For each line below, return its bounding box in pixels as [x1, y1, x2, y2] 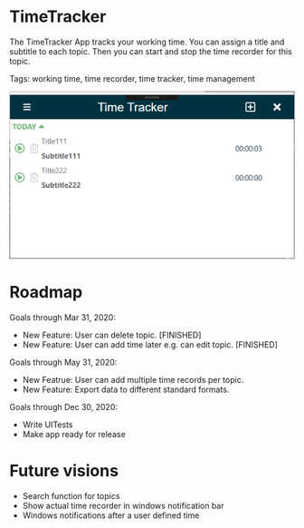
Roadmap [9, 281, 83, 302]
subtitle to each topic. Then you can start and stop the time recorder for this [9, 45, 292, 56]
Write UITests [22, 419, 73, 430]
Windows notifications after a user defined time [22, 510, 200, 521]
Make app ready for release [22, 428, 127, 439]
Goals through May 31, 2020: [9, 357, 118, 367]
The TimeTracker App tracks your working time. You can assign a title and [9, 36, 285, 47]
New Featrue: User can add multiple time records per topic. [22, 374, 244, 385]
